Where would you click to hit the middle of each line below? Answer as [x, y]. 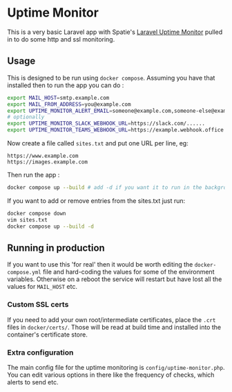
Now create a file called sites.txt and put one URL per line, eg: [98, 143]
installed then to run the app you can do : [66, 85]
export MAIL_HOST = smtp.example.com [58, 98]
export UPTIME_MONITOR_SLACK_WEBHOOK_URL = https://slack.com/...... [106, 124]
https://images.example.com [48, 162]
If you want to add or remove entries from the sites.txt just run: [96, 201]
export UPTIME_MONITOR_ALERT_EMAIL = [60, 111]
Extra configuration [40, 353]
